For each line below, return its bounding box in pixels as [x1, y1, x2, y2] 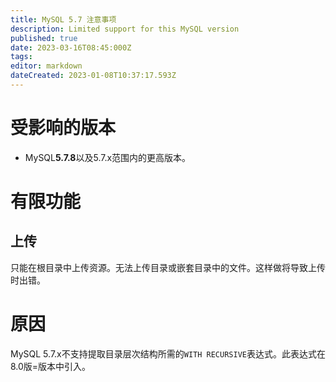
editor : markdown [10, 61, 83, 71]
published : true [10, 33, 78, 43]
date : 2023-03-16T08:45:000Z [10, 42, 132, 53]
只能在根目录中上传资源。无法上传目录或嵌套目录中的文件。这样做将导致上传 [10, 261, 326, 273]
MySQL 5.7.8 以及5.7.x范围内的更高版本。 [24, 151, 192, 163]
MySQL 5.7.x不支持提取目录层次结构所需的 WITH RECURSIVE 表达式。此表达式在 [10, 347, 326, 360]
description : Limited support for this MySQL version [10, 24, 240, 34]
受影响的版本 [10, 117, 117, 140]
